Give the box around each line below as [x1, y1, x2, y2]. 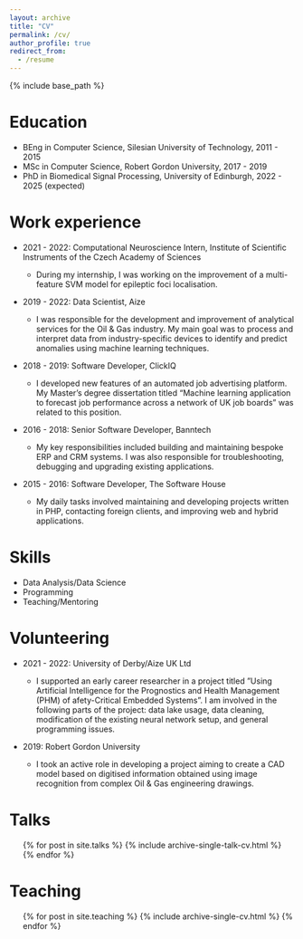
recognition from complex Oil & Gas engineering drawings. [35, 778, 255, 789]
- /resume [17, 55, 54, 64]
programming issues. [35, 723, 116, 734]
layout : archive [9, 13, 71, 23]
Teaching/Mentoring [22, 596, 99, 607]
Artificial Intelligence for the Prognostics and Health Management [35, 685, 280, 695]
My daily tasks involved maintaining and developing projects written [35, 495, 289, 507]
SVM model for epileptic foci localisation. [64, 278, 218, 290]
